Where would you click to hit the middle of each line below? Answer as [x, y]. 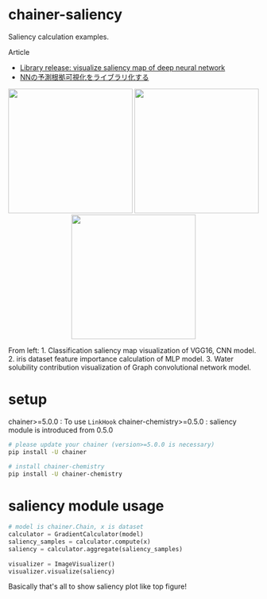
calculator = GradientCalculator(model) [76, 534]
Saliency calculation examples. [59, 37]
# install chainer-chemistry [56, 466]
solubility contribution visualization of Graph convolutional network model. [130, 367]
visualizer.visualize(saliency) [62, 571]
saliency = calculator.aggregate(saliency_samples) [95, 549]
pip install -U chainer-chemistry [66, 474]
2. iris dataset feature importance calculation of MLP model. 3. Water [121, 358]
